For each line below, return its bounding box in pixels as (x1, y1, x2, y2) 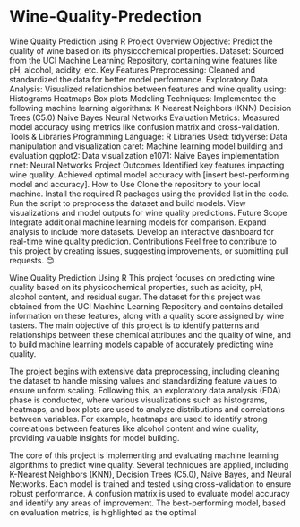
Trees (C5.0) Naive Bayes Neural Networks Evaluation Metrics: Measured (9, 112, 280, 123)
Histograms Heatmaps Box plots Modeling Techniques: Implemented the (9, 92, 277, 104)
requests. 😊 (9, 255, 56, 265)
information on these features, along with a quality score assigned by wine (9, 310, 285, 321)
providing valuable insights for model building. (9, 432, 180, 443)
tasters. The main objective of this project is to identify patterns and (9, 320, 260, 331)
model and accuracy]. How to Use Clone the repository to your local (9, 178, 261, 189)
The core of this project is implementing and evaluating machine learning (9, 450, 279, 461)
